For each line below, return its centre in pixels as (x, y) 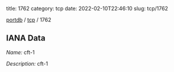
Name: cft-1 (20, 52)
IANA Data (26, 38)
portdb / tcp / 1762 (29, 20)
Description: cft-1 (27, 63)
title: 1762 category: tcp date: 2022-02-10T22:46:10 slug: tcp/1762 (87, 8)
